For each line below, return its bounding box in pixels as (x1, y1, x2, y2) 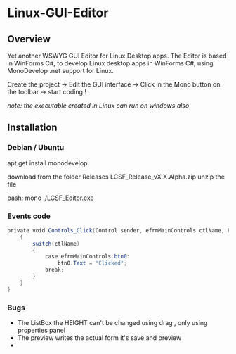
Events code (7, 211, 51, 221)
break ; (44, 266, 65, 274)
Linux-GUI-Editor (7, 5, 109, 21)
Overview (7, 33, 51, 45)
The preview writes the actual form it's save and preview (17, 334, 182, 342)
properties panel (17, 326, 65, 335)
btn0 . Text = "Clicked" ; (57, 260, 128, 267)
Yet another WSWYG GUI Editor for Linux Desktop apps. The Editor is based (7, 51, 227, 60)
